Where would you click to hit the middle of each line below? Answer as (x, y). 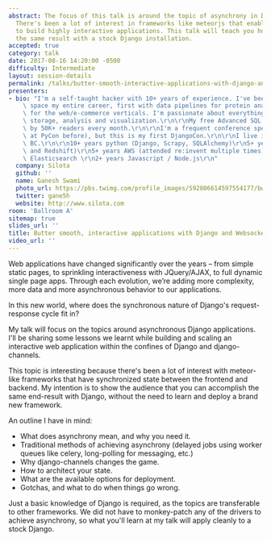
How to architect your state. (66, 470)
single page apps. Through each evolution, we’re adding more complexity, (131, 281)
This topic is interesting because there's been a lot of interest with (118, 370)
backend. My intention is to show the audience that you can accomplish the (134, 387)
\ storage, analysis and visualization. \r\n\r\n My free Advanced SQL (142, 121)
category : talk (34, 53)
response (24, 313)
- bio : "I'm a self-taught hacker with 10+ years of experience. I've (129, 98)
